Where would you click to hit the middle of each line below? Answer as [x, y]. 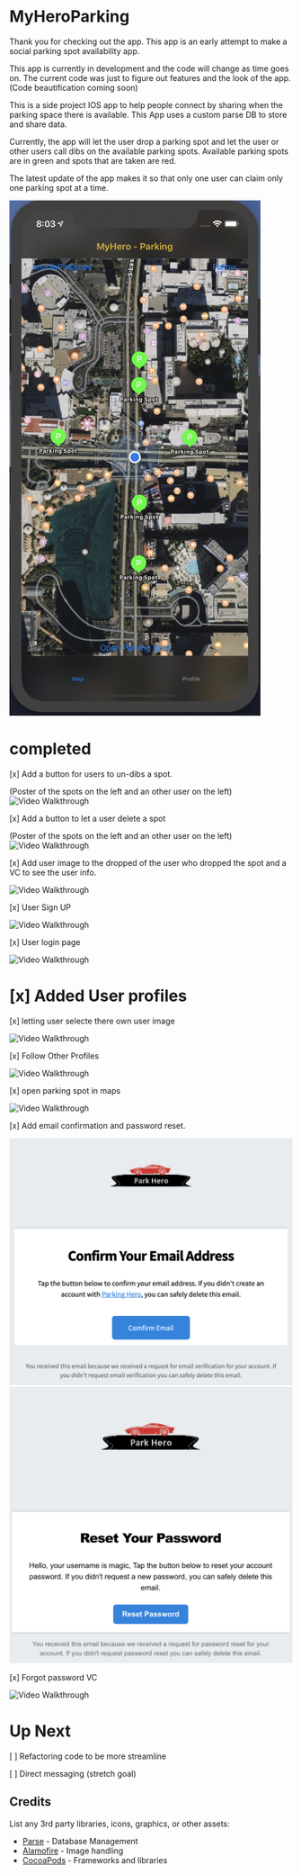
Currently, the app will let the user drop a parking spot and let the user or [144, 141]
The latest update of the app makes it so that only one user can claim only [146, 178]
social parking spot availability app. [75, 50]
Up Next [40, 1731]
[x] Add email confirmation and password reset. [97, 1125]
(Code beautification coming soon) [74, 87]
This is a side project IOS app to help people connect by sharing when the [146, 104]
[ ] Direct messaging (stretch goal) [73, 1773]
